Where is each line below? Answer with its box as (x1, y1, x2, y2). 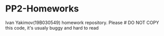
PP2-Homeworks (5, 3, 79, 14)
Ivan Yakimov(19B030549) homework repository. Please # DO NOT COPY (5, 19, 159, 25)
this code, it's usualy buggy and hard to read (5, 24, 99, 30)
